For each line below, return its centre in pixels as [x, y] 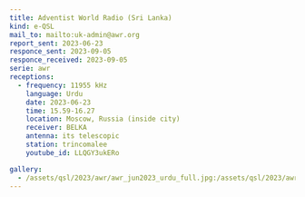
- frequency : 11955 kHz [62, 85]
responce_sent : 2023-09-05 [60, 52]
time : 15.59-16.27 [60, 111]
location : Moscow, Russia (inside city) [103, 119]
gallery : [26, 169]
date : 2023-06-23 [59, 102]
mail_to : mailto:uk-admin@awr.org [75, 34]
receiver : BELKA [57, 128]
